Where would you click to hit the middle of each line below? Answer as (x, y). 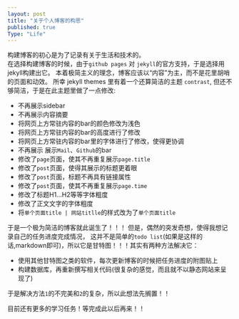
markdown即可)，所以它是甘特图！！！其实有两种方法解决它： (107, 246)
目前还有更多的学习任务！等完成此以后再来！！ (76, 309)
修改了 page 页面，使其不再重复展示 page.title (84, 159)
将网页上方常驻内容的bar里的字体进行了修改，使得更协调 (101, 141)
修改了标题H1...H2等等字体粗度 (63, 195)
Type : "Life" (27, 34)
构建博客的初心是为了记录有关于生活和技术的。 (76, 55)
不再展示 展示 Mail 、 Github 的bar (65, 150)
